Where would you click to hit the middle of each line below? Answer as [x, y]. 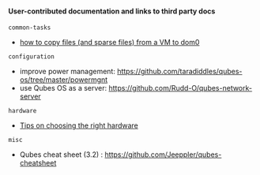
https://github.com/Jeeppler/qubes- [163, 155]
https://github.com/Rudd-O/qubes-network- [181, 88]
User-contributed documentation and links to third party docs [112, 11]
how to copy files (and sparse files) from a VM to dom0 [109, 43]
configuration [32, 57]
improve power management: [68, 72]
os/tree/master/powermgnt [64, 80]
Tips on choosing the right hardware [79, 125]
